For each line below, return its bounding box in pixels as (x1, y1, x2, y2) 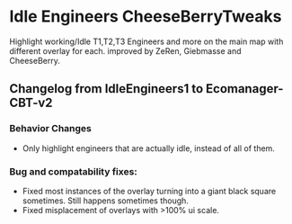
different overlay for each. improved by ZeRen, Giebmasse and (9, 45, 242, 56)
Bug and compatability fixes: (9, 165, 137, 177)
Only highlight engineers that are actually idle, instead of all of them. (22, 142, 276, 154)
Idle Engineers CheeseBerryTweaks (9, 6, 282, 27)
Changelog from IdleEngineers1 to (9, 81, 204, 96)
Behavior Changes (9, 122, 92, 135)
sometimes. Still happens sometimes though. (22, 195, 189, 206)
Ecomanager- (205, 81, 284, 96)
